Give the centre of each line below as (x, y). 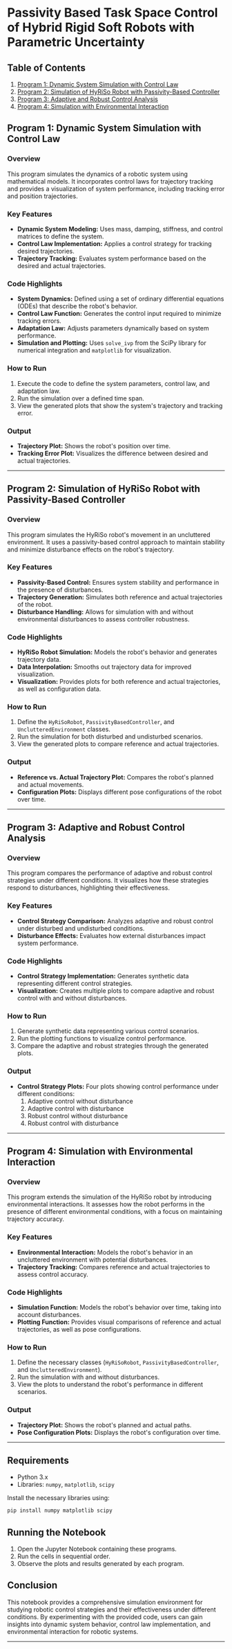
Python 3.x (32, 1477)
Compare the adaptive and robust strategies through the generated (113, 1046)
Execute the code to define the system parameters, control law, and (114, 383)
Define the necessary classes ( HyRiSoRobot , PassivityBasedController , (118, 1362)
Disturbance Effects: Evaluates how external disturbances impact (111, 935)
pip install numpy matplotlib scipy (60, 1511)
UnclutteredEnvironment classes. (64, 730)
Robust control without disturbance (78, 1115)
